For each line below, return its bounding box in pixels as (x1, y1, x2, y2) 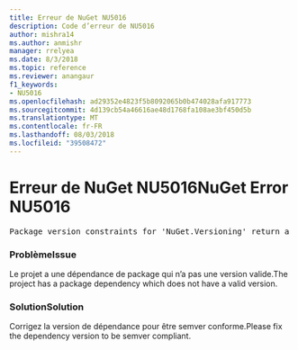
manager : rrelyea (9, 47, 75, 56)
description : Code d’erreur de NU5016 (9, 22, 155, 31)
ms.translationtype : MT (9, 113, 99, 122)
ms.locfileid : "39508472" (9, 139, 106, 148)
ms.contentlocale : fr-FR (9, 122, 103, 131)
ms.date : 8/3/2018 (9, 55, 78, 64)
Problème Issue (9, 248, 77, 261)
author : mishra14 (9, 30, 75, 39)
